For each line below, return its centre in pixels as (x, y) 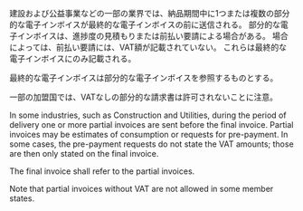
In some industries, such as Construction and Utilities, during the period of (148, 115)
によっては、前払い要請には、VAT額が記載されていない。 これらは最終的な (148, 47)
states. (22, 198)
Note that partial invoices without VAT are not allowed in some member (142, 189)
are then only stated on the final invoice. (84, 153)
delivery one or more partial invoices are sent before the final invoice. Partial (151, 125)
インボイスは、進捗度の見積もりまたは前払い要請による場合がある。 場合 (153, 36)
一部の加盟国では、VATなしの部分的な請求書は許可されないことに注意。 (144, 97)
